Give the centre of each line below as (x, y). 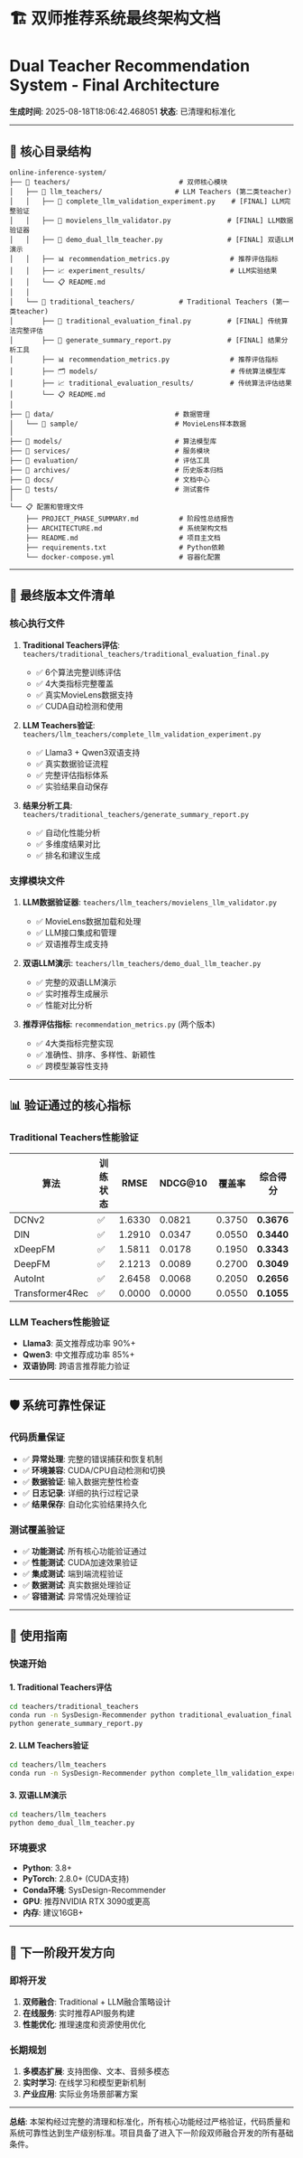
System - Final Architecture (115, 85)
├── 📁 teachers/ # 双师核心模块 (119, 182)
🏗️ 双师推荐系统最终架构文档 (115, 19)
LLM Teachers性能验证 (60, 1322)
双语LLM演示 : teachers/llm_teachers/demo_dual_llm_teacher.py (142, 962)
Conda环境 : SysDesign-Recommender (94, 1891)
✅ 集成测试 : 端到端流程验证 (73, 1573)
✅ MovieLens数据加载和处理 (88, 921)
